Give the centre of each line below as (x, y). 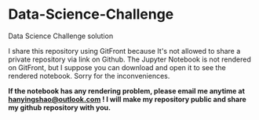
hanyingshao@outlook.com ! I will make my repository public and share (128, 99)
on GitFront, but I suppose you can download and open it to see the (117, 67)
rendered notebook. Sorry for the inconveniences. (89, 76)
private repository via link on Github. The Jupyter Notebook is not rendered (129, 59)
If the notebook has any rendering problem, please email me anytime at (127, 90)
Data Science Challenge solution (61, 36)
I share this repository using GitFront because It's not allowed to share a (124, 51)
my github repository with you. (60, 108)
